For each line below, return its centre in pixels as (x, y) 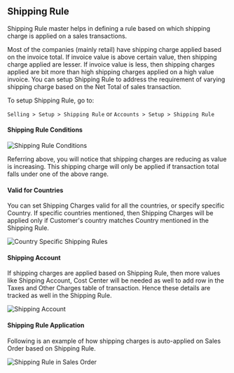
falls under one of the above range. (58, 174)
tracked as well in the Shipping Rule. (60, 296)
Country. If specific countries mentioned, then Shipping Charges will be (110, 213)
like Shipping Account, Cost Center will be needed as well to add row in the (116, 280)
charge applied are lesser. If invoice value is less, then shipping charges (111, 64)
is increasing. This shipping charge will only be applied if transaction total (113, 167)
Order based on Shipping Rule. (51, 348)
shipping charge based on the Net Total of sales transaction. (95, 86)
